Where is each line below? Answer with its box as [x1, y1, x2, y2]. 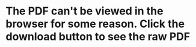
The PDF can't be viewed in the [5, 4, 164, 18]
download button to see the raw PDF [5, 30, 191, 43]
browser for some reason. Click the [5, 17, 185, 31]
